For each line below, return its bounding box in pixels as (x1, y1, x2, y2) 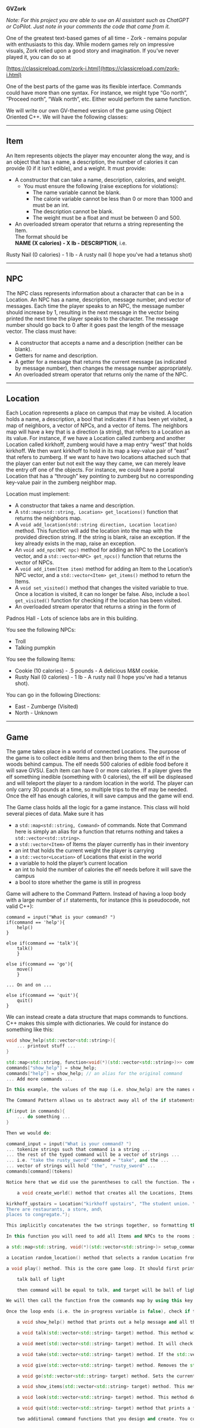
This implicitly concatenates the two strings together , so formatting (6, 1223, 187, 1229)
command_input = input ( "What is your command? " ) (6, 1140, 132, 1147)
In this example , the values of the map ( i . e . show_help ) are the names (6, 1087, 190, 1093)
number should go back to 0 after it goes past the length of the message (6, 321, 185, 328)
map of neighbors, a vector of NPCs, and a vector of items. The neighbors (6, 422, 188, 429)
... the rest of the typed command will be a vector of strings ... (6, 1152, 180, 1158)
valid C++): (6, 903, 34, 910)
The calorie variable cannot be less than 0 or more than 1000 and (32, 195, 193, 202)
